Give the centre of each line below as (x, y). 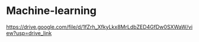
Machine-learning (51, 11)
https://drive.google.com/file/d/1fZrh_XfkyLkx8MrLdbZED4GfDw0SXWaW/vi (99, 27)
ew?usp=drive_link (29, 33)
